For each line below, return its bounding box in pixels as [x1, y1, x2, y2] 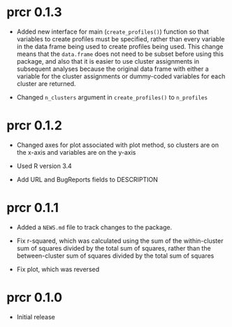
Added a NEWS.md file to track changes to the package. [16, 223, 173, 231]
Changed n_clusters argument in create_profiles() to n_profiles [16, 92, 208, 102]
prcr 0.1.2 [6, 118, 62, 134]
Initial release [16, 312, 55, 321]
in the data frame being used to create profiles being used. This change [16, 42, 224, 50]
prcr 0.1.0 [6, 290, 63, 305]
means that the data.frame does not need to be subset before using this [16, 50, 224, 58]
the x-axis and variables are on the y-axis [16, 148, 136, 156]
